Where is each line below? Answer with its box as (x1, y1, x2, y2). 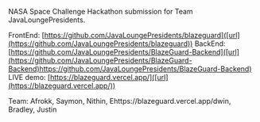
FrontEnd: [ (8, 31, 45, 40)
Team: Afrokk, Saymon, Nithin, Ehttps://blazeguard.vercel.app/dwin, (8, 97, 231, 105)
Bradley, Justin (8, 105, 57, 114)
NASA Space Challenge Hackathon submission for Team (8, 7, 193, 16)
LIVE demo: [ (8, 73, 51, 82)
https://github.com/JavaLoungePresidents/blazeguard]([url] (44, 31, 240, 40)
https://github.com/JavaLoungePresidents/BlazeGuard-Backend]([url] (10, 48, 240, 56)
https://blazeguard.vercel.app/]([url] (50, 73, 169, 82)
